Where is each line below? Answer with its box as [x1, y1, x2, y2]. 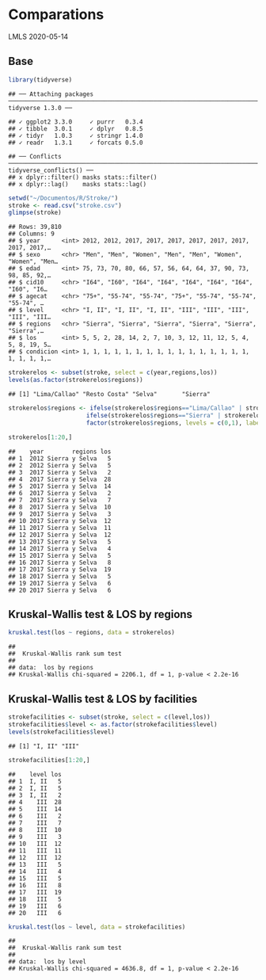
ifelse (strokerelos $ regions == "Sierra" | [85, 411, 222, 419]
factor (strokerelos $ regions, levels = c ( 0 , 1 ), [85, 418, 243, 427]
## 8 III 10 [8, 826, 62, 833]
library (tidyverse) [8, 75, 73, 84]
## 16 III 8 [8, 881, 62, 889]
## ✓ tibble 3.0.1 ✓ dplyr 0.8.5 [8, 124, 144, 132]
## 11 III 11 [8, 846, 62, 855]
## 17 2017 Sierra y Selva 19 [8, 565, 112, 574]
